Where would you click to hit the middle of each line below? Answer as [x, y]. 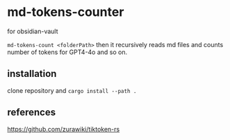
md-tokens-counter [66, 12]
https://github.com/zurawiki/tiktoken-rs [64, 129]
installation [32, 74]
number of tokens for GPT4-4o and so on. [67, 52]
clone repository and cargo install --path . [72, 90]
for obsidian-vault [33, 31]
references [32, 113]
